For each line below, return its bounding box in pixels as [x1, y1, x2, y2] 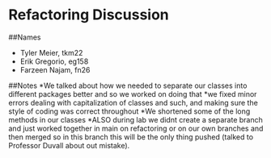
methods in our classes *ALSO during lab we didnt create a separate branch [8, 114, 263, 124]
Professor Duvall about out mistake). [8, 140, 130, 150]
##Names [8, 32, 41, 42]
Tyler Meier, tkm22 [19, 48, 83, 57]
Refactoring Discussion [8, 6, 170, 24]
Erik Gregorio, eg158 [19, 56, 89, 66]
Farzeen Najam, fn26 [19, 64, 91, 74]
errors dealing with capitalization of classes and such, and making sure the [8, 98, 259, 107]
